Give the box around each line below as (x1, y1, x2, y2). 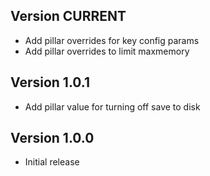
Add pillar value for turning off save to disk (24, 100, 201, 113)
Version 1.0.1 (10, 74, 91, 91)
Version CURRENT (10, 8, 127, 25)
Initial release (24, 156, 80, 168)
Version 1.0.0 (10, 130, 95, 147)
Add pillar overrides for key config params (24, 34, 200, 46)
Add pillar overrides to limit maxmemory (24, 45, 190, 57)
